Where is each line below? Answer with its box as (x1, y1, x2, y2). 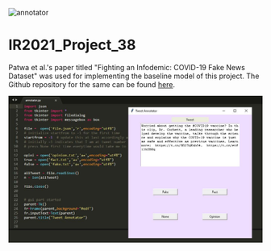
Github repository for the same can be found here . (8, 79, 176, 89)
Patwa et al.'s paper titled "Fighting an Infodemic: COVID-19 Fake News (8, 62, 246, 72)
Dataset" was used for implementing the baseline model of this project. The (8, 71, 260, 81)
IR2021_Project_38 (8, 36, 136, 54)
